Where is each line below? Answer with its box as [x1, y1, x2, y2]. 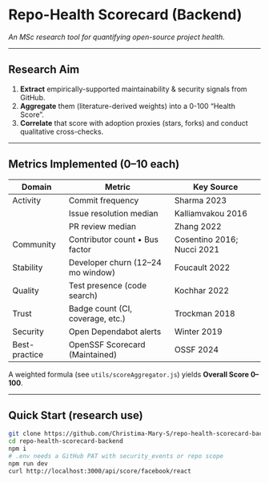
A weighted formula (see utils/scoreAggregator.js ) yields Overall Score [8, 369, 250, 379]
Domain [21, 181, 52, 192]
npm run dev [8, 459, 48, 468]
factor [68, 244, 92, 255]
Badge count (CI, [68, 303, 133, 314]
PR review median [68, 220, 136, 231]
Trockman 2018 [174, 308, 235, 319]
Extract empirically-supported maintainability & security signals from [19, 84, 247, 94]
